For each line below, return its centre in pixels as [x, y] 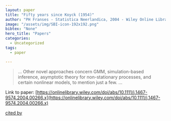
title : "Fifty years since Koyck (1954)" [50, 15]
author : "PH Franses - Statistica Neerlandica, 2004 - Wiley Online [79, 19]
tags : [11, 48]
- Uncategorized [27, 43]
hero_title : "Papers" [28, 34]
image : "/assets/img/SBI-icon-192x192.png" [52, 24]
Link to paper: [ [21, 92]
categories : [18, 39]
